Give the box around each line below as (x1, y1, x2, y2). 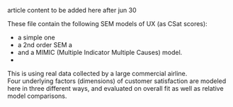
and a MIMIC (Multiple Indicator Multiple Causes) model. (17, 49, 183, 56)
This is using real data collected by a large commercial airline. (7, 70, 188, 77)
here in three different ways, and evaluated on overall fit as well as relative (7, 84, 225, 92)
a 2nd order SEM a (17, 41, 73, 49)
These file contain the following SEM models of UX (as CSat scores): (7, 20, 208, 27)
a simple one (17, 33, 55, 42)
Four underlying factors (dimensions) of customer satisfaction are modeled (7, 77, 227, 85)
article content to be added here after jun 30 (7, 6, 137, 14)
